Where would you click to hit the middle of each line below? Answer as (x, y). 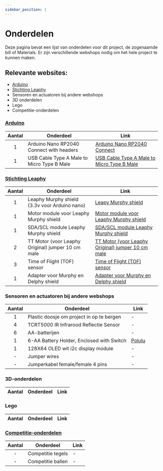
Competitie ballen (48, 462)
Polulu (138, 340)
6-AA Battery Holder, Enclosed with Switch (77, 340)
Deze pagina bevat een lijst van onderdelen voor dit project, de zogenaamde (81, 47)
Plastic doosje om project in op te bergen (74, 317)
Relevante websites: (36, 73)
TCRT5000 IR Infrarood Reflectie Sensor (74, 325)
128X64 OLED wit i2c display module (70, 349)
